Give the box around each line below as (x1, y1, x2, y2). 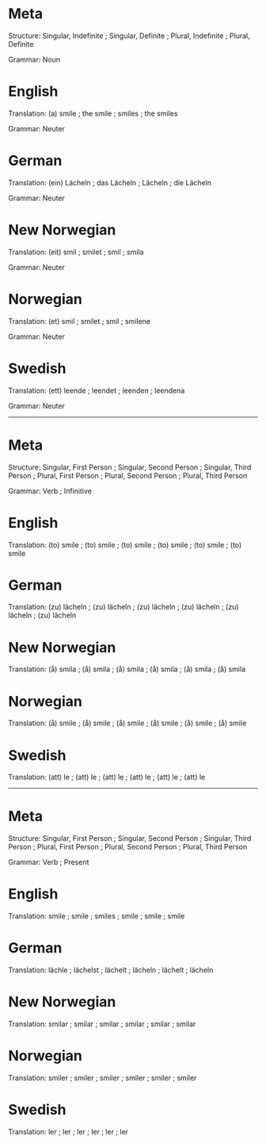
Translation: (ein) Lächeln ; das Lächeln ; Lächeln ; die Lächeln (8, 177, 212, 187)
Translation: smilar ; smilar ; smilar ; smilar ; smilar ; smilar (8, 1019, 196, 1028)
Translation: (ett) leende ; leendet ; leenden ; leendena (8, 386, 185, 395)
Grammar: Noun (8, 55, 61, 64)
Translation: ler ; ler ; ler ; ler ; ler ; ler (8, 1127, 129, 1136)
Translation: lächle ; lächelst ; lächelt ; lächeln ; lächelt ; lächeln (8, 965, 214, 975)
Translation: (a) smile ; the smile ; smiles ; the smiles (8, 108, 178, 118)
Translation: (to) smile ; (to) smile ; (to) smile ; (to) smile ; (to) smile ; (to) (8, 540, 242, 549)
